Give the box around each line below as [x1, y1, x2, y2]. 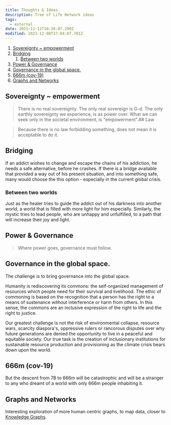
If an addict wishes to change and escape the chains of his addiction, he [5, 160, 157, 166]
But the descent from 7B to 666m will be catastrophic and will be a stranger [5, 375, 164, 381]
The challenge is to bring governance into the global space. [5, 273, 130, 279]
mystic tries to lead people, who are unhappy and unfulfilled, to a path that [5, 211, 161, 217]
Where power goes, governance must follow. [17, 245, 112, 251]
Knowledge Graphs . [5, 414, 47, 420]
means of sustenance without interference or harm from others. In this [5, 299, 153, 305]
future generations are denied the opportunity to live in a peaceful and [5, 330, 153, 337]
